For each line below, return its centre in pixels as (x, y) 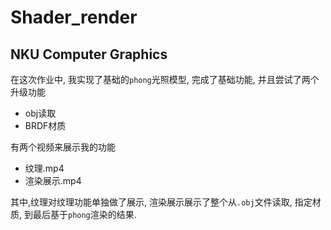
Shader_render (74, 17)
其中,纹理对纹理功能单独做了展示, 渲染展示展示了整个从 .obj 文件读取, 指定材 (166, 202)
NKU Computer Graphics (89, 54)
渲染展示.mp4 (53, 180)
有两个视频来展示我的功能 (63, 147)
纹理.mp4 (44, 168)
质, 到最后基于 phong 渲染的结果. (73, 214)
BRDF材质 (45, 125)
